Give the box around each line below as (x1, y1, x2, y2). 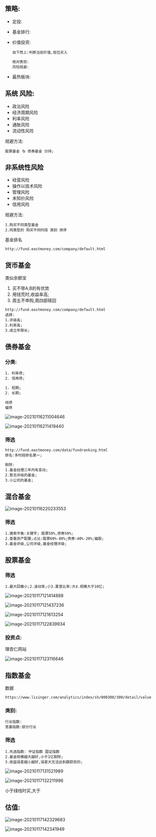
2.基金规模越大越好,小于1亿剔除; (5, 754, 63, 759)
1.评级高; (5, 318, 23, 323)
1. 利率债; (5, 371, 25, 376)
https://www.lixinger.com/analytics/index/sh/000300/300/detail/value (5, 695, 152, 700)
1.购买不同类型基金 (5, 223, 39, 228)
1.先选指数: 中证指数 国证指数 (5, 749, 60, 754)
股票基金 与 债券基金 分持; (5, 148, 54, 154)
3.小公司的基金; (5, 478, 34, 483)
